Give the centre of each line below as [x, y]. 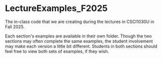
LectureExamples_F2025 [56, 8]
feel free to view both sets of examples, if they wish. [57, 51]
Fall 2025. [15, 26]
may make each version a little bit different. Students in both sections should [81, 46]
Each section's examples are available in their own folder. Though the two [79, 36]
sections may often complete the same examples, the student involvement [79, 41]
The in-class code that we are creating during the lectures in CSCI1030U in [80, 22]
